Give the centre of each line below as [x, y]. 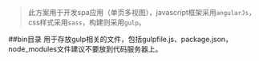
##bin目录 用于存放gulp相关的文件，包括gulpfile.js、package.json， [120, 39]
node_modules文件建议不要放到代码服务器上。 [85, 49]
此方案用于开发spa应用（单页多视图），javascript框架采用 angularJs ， [142, 12]
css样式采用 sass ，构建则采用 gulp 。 [87, 22]
